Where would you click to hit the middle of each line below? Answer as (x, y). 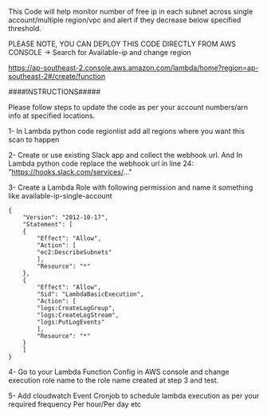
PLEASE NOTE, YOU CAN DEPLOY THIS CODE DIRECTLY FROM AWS (122, 44)
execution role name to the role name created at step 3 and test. (114, 380)
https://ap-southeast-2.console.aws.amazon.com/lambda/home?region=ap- (133, 68)
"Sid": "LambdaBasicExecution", (91, 294)
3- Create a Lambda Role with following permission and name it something (131, 187)
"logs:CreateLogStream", (78, 315)
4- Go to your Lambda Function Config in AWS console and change (119, 372)
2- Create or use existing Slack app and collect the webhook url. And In (126, 155)
